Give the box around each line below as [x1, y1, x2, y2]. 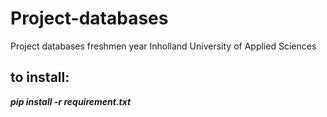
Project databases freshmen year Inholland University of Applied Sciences [10, 40, 317, 52]
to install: [10, 69, 70, 86]
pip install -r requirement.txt [10, 95, 132, 107]
